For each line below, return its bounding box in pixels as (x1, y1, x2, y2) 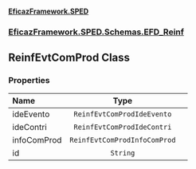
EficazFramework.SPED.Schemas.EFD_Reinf (8, 26, 185, 37)
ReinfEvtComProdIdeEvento (73, 110, 172, 119)
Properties (8, 74, 50, 85)
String (110, 148, 135, 158)
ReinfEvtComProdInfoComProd (69, 136, 176, 145)
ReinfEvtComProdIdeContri (73, 123, 172, 132)
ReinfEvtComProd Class (8, 50, 130, 64)
